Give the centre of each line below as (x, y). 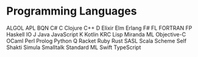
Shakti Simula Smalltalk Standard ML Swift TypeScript (74, 47)
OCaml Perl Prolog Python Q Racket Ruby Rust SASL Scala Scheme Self (97, 41)
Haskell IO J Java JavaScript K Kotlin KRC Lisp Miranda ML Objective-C (96, 34)
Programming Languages (72, 11)
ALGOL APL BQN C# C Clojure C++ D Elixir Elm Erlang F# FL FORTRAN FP (99, 28)
